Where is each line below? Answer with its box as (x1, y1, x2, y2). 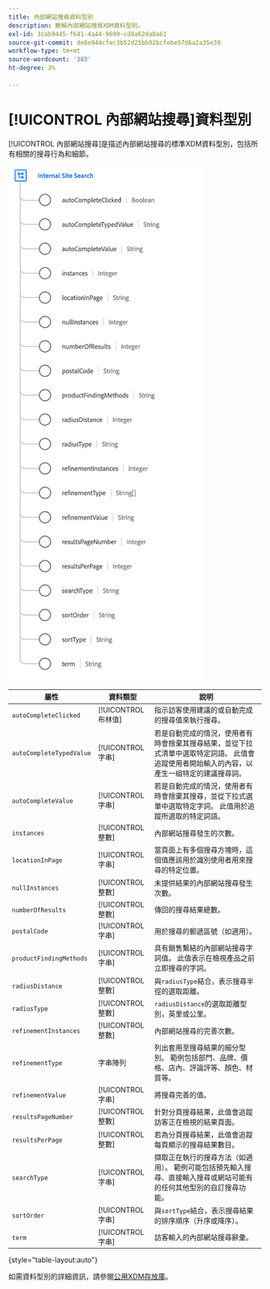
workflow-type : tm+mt (8, 47, 81, 56)
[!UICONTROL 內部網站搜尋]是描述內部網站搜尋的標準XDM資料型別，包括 (8, 138, 252, 148)
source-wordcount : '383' (8, 56, 92, 64)
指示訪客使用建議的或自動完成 (153, 705, 253, 715)
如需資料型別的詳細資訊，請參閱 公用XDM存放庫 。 (8, 1272, 173, 1282)
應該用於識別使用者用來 (168, 855, 247, 865)
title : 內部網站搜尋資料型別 (8, 13, 94, 21)
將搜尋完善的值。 (153, 1090, 211, 1100)
